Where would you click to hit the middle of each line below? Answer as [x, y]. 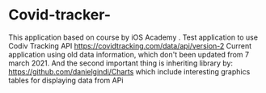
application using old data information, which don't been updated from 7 [129, 54]
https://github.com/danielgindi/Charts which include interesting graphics [129, 71]
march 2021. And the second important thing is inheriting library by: [120, 63]
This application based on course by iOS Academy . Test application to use [133, 37]
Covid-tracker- [60, 15]
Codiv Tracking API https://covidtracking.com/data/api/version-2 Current [130, 45]
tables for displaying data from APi [66, 80]
